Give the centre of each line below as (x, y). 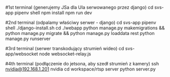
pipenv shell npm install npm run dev (53, 13)
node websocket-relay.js (65, 54)
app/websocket (22, 54)
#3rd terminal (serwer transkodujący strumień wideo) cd (65, 48)
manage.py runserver (28, 38)
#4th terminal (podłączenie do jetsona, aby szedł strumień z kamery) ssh (82, 64)
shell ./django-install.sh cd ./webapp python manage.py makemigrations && (85, 28)
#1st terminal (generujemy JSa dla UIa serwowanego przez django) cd (79, 7)
